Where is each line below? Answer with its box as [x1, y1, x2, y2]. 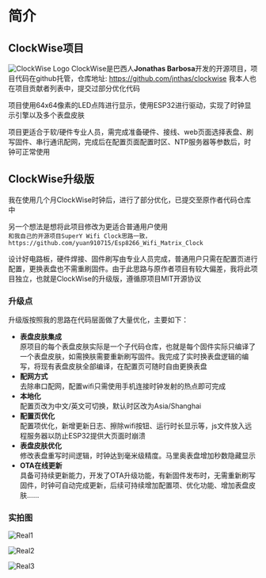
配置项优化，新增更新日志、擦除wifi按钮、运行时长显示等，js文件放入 [19, 421, 245, 431]
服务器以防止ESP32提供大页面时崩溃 [26, 431, 146, 441]
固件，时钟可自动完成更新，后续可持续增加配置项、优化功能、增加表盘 [19, 480, 249, 490]
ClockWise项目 [8, 41, 85, 55]
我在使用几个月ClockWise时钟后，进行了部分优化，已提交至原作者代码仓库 [8, 195, 252, 205]
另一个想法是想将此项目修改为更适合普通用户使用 [8, 221, 168, 231]
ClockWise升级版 [8, 172, 95, 186]
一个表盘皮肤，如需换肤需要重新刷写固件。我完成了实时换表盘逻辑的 [19, 352, 242, 362]
